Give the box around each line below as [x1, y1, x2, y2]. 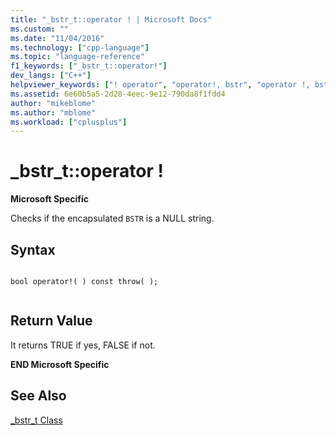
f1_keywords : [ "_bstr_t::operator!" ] [10, 61, 168, 71]
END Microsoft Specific [10, 358, 110, 370]
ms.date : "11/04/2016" [10, 33, 105, 43]
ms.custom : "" [10, 24, 70, 34]
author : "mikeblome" [10, 98, 97, 108]
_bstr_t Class [10, 414, 63, 426]
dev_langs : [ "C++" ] [10, 71, 92, 81]
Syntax [10, 241, 56, 258]
